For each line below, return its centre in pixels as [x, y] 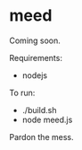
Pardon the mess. [41, 137]
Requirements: [36, 57]
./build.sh [39, 110]
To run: [22, 93]
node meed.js [47, 119]
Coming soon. [35, 40]
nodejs [34, 75]
